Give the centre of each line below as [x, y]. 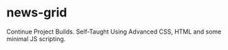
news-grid [37, 13]
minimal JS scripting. [36, 38]
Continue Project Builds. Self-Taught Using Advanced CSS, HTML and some [114, 32]
